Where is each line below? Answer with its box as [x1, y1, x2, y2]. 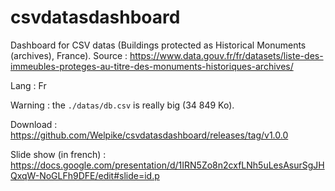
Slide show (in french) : [10, 148, 107, 160]
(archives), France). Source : [10, 49, 128, 61]
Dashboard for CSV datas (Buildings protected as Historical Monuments [10, 39, 307, 51]
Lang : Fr [10, 79, 47, 91]
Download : [10, 118, 58, 130]
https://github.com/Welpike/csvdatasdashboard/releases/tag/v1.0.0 [10, 129, 289, 141]
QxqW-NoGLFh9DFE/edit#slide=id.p [10, 169, 160, 181]
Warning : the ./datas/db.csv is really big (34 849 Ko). [10, 99, 235, 111]
